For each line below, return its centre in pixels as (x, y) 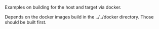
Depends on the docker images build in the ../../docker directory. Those (79, 17)
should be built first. (26, 22)
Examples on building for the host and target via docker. (63, 7)
